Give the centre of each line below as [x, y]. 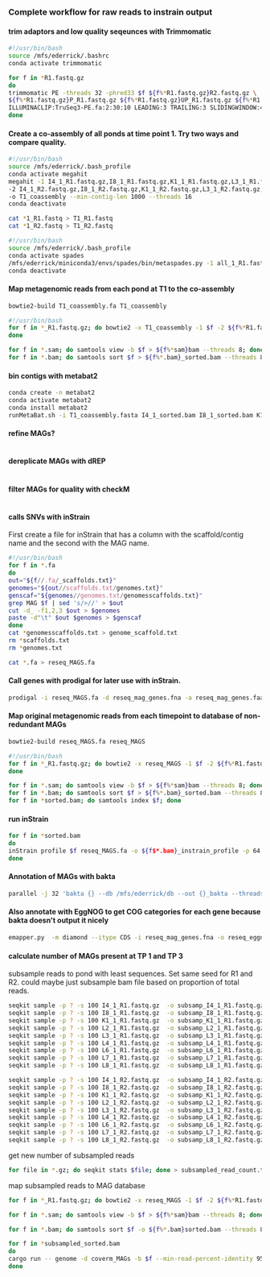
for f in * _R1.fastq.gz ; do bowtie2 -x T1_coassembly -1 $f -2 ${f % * [127, 328]
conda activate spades [46, 255]
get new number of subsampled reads [72, 1155]
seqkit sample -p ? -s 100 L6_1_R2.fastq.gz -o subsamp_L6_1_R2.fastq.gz [136, 1125]
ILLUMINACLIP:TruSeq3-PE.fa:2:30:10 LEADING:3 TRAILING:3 [107, 108]
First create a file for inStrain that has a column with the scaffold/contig [126, 535]
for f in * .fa [32, 566]
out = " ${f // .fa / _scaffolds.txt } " [62, 581]
